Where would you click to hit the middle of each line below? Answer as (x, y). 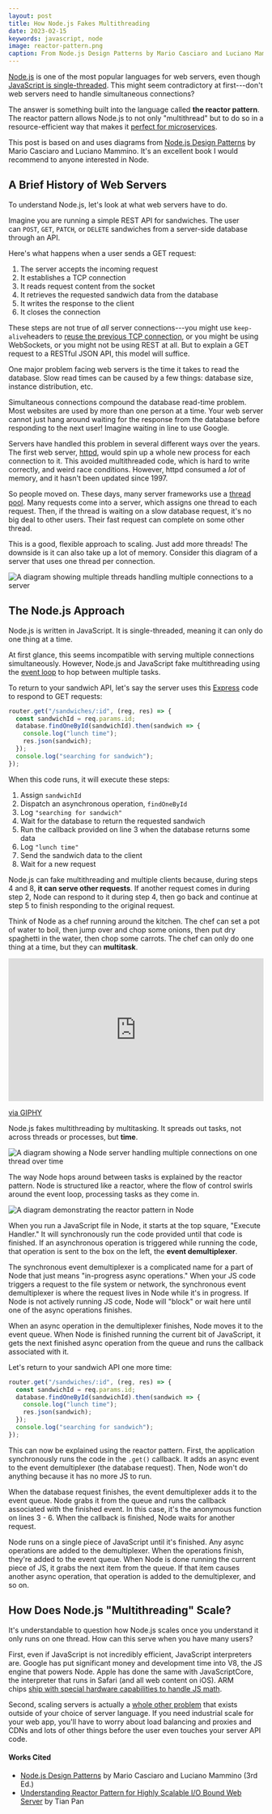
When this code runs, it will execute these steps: (89, 779)
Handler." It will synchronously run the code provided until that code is (125, 1234)
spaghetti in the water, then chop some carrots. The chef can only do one (131, 938)
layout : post (30, 16)
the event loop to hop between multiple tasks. (85, 672)
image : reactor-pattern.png (56, 46)
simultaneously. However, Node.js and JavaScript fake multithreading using (134, 663)
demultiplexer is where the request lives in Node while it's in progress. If (129, 1292)
